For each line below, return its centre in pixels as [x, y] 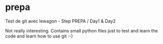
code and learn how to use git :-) [39, 36]
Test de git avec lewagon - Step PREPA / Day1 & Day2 [61, 21]
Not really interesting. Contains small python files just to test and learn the [81, 30]
